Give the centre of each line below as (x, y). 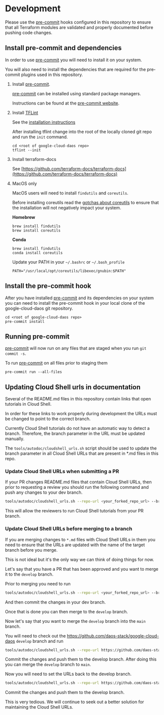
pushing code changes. (29, 32)
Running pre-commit (37, 336)
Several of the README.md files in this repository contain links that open (78, 399)
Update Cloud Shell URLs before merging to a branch (69, 529)
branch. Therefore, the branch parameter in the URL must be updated (75, 434)
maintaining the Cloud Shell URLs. (39, 707)
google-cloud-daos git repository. (39, 308)
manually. (15, 439)
